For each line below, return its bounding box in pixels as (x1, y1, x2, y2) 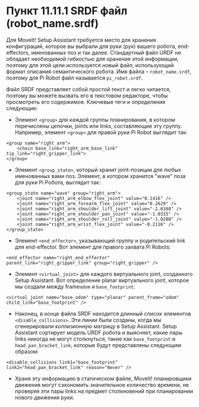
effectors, (6, 49, 30, 56)
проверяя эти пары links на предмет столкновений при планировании (14, 387, 193, 395)
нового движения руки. (14, 393, 75, 401)
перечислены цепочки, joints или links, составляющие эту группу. (14, 122, 182, 129)
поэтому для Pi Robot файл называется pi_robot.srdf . (6, 74, 143, 81)
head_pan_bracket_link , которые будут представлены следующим (14, 341, 182, 348)
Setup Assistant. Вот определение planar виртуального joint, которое (14, 276, 189, 284)
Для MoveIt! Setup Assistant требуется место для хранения (6, 36, 156, 43)
